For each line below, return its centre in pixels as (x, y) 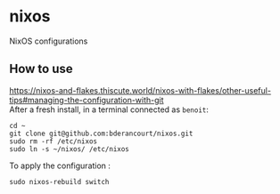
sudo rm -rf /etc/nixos (54, 141)
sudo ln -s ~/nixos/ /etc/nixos (69, 149)
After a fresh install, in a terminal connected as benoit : (109, 109)
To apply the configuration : (60, 166)
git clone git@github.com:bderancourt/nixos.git (101, 133)
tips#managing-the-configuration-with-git (86, 100)
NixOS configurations (49, 41)
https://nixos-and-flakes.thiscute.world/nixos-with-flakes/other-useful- (140, 90)
